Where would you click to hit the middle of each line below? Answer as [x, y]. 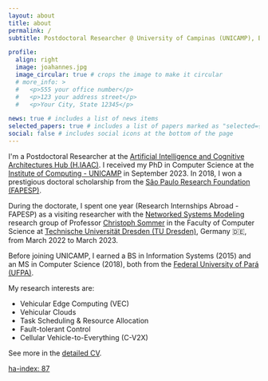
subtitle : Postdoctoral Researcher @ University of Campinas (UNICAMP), [132, 38]
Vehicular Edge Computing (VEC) [74, 304]
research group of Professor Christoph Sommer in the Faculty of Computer [132, 222]
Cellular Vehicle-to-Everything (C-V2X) [84, 337]
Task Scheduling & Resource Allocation [84, 320]
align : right [37, 60]
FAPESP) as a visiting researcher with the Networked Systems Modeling [126, 214]
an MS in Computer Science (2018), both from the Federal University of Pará [134, 264]
